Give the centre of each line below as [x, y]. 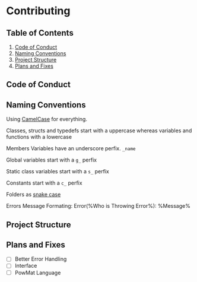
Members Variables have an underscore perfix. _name [71, 148]
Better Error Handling [41, 259]
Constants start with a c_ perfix [44, 183]
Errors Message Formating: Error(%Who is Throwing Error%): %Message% [99, 206]
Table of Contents [40, 33]
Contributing [38, 11]
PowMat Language [38, 273]
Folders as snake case [34, 195]
